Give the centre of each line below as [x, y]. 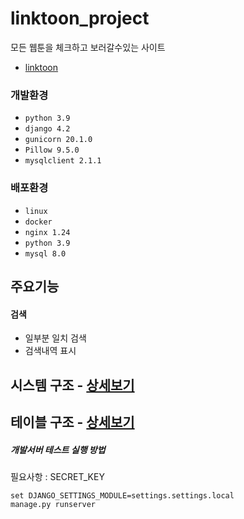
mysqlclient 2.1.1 [63, 161]
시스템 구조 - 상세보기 [72, 385]
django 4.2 [47, 129]
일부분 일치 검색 [55, 338]
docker [38, 222]
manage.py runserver [53, 504]
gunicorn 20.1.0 [58, 140]
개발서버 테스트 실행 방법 [58, 449]
